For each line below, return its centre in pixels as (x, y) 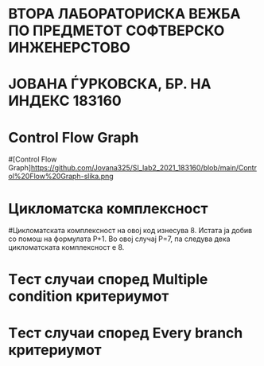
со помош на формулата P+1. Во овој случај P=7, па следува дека (119, 239)
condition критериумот (89, 296)
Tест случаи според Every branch (126, 333)
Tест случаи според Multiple (108, 280)
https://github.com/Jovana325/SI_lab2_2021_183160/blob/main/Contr (144, 168)
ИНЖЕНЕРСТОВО (70, 48)
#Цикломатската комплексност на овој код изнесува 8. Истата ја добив (130, 231)
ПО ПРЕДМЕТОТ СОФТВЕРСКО (116, 31)
